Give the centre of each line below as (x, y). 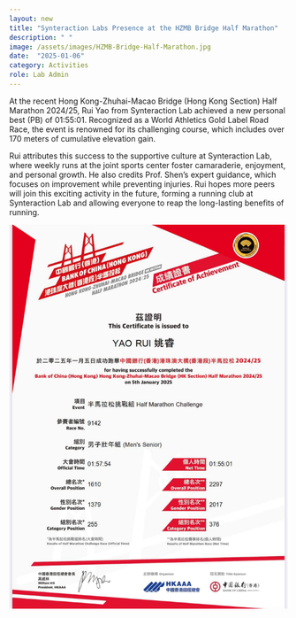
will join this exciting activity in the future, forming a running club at (131, 193)
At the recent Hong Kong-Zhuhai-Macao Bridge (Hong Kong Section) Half (143, 101)
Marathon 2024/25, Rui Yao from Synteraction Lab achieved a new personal (147, 110)
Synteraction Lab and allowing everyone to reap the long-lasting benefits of (147, 203)
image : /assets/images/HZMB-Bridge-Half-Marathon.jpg (110, 47)
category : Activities (49, 66)
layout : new (31, 19)
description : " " (41, 37)
